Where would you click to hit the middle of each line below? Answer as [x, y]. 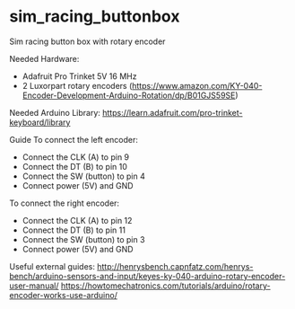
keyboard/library [40, 122]
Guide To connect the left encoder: [74, 139]
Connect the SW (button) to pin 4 [83, 176]
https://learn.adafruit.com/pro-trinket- [173, 112]
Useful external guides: [52, 266]
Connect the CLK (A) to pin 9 [76, 157]
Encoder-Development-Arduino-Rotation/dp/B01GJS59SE [129, 95]
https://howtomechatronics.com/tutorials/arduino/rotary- [165, 286]
